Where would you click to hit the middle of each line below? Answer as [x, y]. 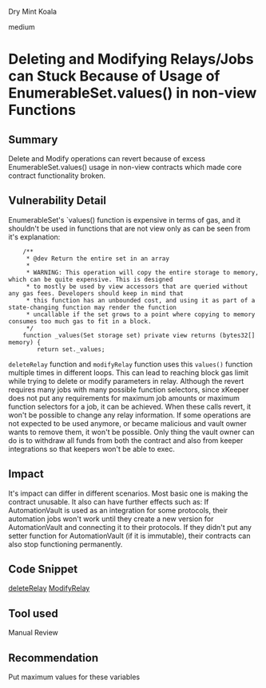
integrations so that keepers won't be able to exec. [92, 449]
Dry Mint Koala [33, 12]
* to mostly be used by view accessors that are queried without [137, 287]
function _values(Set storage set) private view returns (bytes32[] [139, 335]
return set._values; [71, 349]
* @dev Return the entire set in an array [98, 259]
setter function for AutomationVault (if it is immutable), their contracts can [129, 536]
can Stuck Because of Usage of [114, 76]
